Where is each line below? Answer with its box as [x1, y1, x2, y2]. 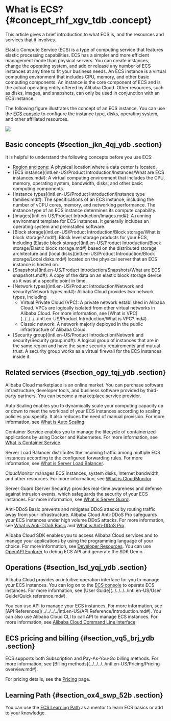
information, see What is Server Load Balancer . [5, 460, 105, 466]
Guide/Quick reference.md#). [5, 593, 67, 599]
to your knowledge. [5, 710, 46, 716]
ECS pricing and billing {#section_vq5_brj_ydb [5, 634, 155, 642]
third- [146, 387, 159, 393]
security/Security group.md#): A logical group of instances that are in [12, 337, 159, 343]
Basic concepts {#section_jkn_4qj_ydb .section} [5, 140, 162, 149]
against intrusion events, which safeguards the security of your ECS [5, 491, 148, 497]
